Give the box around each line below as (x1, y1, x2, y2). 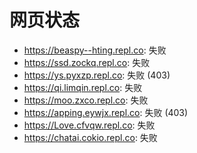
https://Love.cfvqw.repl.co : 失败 (23, 119, 156, 131)
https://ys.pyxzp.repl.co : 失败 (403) (23, 69, 171, 81)
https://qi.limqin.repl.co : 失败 (23, 81, 143, 93)
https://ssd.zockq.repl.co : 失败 (23, 56, 151, 68)
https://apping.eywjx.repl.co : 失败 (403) (23, 106, 189, 118)
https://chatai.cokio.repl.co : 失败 (23, 131, 158, 143)
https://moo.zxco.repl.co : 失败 (23, 94, 149, 106)
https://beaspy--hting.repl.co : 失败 (23, 44, 167, 56)
